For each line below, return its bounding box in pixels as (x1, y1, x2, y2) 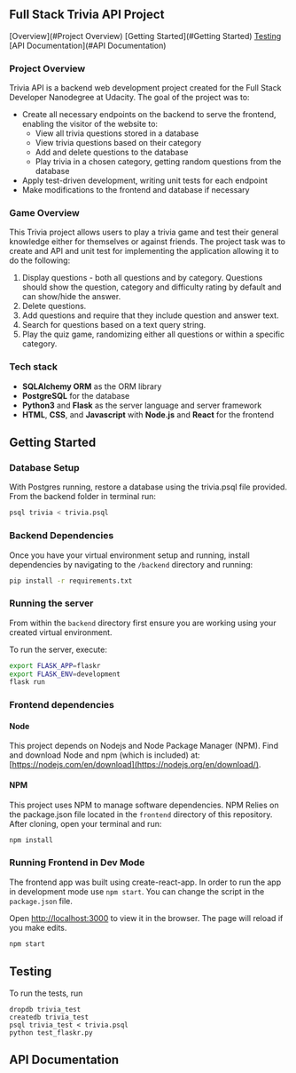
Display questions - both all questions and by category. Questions (21, 273, 263, 283)
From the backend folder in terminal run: (9, 491, 157, 502)
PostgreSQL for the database (21, 390, 130, 401)
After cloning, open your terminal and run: (9, 818, 162, 829)
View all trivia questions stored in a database (35, 128, 199, 139)
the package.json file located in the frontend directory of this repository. (9, 808, 273, 820)
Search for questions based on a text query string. (21, 320, 206, 330)
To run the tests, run (9, 988, 83, 998)
